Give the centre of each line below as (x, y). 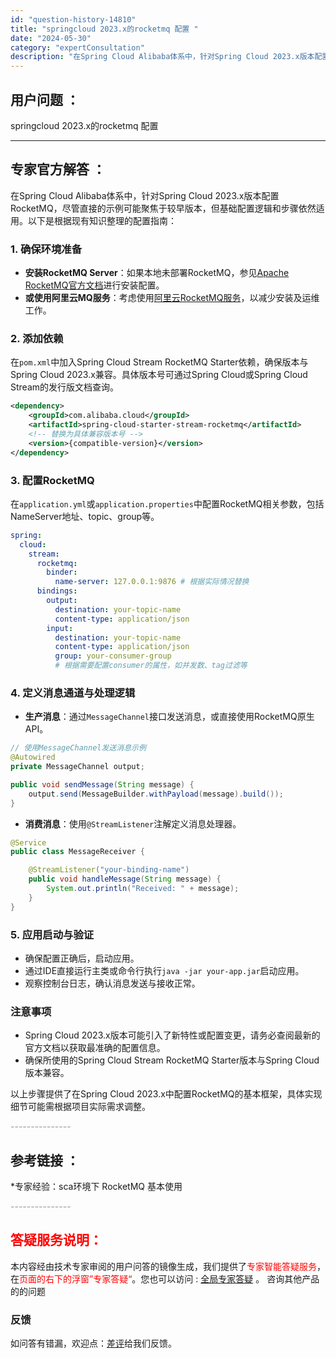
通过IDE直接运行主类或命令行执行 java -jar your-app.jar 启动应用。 (164, 970)
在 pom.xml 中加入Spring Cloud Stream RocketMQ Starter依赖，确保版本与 (159, 362)
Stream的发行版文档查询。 (65, 387)
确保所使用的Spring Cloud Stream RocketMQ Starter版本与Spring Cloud (172, 1060)
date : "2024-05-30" (51, 38)
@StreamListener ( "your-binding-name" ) (109, 870)
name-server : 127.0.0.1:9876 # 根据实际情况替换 (152, 582)
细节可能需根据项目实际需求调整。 (80, 1107)
